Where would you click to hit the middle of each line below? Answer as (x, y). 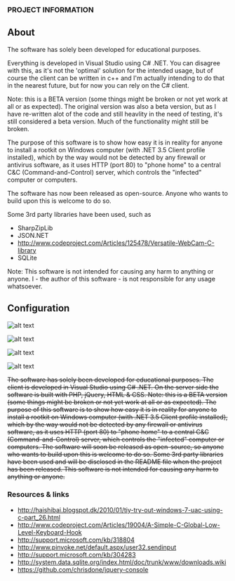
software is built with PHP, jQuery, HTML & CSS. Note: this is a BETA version (117, 394)
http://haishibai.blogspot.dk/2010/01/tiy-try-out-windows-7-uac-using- (120, 509)
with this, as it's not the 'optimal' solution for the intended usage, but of (110, 70)
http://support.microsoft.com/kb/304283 (76, 554)
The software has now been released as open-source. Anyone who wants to (117, 193)
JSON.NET (33, 235)
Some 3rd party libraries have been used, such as (79, 214)
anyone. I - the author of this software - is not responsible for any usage (112, 279)
